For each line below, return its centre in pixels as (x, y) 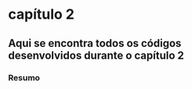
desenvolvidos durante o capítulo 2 (96, 55)
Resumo (24, 77)
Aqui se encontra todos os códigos (95, 43)
